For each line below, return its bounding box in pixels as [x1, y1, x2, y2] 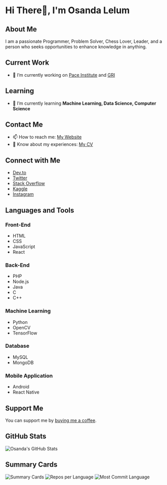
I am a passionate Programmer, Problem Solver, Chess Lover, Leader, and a [5, 38, 162, 44]
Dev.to [12, 170, 26, 176]
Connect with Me [5, 156, 61, 165]
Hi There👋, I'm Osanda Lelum [5, 5, 130, 16]
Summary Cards [5, 460, 58, 469]
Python [12, 319, 28, 325]
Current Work [5, 58, 50, 67]
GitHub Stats [5, 432, 47, 441]
